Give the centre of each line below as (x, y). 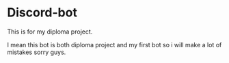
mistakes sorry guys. (37, 52)
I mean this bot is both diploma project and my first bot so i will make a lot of (114, 45)
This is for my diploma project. (50, 32)
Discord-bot (42, 13)
